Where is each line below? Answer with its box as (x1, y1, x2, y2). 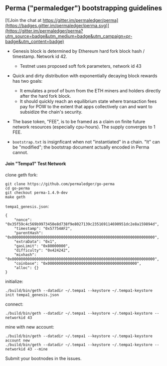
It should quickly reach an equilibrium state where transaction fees (19, 98, 157, 104)
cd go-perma (5, 186, 30, 191)
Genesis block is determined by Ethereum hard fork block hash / (12, 48, 145, 54)
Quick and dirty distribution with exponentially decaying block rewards (12, 72, 158, 79)
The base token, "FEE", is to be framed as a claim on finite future (12, 118, 146, 124)
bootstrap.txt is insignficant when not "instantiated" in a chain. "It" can (12, 139, 161, 145)
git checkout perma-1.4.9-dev (5, 190, 68, 195)
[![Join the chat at (5, 17, 42, 23)
